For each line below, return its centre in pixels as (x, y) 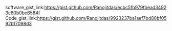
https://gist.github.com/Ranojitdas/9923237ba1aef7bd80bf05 (102, 18)
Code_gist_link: (21, 18)
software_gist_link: (25, 7)
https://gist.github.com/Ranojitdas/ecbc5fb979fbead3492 (105, 7)
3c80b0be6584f (23, 13)
